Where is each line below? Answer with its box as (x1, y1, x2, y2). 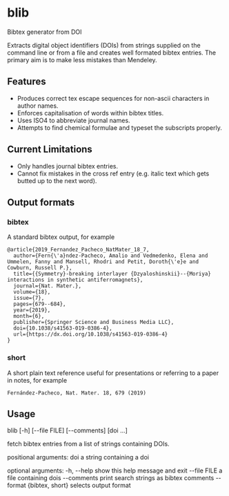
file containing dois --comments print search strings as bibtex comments (7, 474, 215, 482)
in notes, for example (7, 376, 68, 384)
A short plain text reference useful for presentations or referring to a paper (7, 368, 219, 377)
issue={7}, (13, 295, 45, 302)
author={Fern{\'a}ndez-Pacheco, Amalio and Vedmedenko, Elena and (13, 252, 208, 260)
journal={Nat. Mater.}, (13, 283, 81, 289)
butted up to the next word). (17, 176, 97, 184)
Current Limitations (7, 144, 93, 155)
